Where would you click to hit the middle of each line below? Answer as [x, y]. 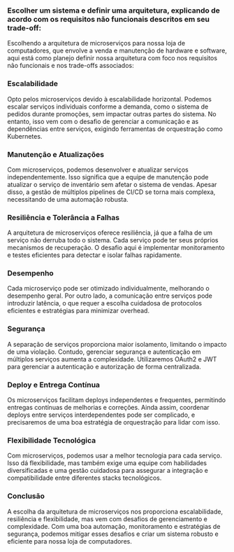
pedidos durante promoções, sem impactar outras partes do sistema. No [112, 113]
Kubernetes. [25, 136]
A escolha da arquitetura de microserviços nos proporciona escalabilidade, [115, 511]
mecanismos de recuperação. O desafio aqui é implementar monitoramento [116, 248]
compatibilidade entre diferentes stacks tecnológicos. [85, 478]
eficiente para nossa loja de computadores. [70, 541]
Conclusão [26, 496]
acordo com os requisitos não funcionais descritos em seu [108, 19]
